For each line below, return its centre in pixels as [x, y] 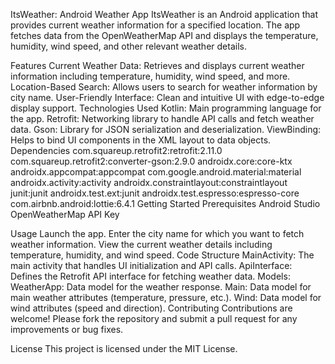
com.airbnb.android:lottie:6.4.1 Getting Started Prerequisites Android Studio [165, 203]
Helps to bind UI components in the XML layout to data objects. [141, 140]
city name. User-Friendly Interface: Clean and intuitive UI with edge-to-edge [167, 97]
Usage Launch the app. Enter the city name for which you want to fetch [157, 233]
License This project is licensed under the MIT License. [124, 348]
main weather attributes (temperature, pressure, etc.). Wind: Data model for [166, 297]
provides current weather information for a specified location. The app [155, 25]
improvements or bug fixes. [67, 329]
